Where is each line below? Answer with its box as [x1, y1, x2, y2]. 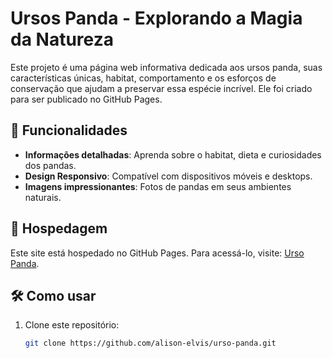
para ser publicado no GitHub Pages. [10, 93, 163, 105]
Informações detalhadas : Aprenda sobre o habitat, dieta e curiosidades [24, 148, 322, 161]
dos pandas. [24, 159, 77, 171]
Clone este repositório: [24, 319, 120, 331]
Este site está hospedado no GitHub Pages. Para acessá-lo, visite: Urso [10, 247, 305, 259]
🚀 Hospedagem [10, 220, 108, 237]
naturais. [24, 191, 62, 203]
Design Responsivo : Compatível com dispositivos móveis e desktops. [24, 170, 313, 182]
